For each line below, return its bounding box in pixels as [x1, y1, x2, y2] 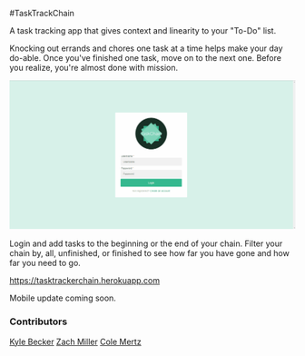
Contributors [9, 315, 68, 328]
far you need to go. [9, 258, 82, 269]
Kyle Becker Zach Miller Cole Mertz [9, 336, 143, 347]
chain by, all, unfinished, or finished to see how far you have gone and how [9, 248, 290, 259]
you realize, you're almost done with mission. [9, 63, 179, 73]
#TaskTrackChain [9, 8, 75, 18]
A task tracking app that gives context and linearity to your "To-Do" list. [9, 25, 277, 35]
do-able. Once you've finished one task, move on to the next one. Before [9, 53, 281, 63]
